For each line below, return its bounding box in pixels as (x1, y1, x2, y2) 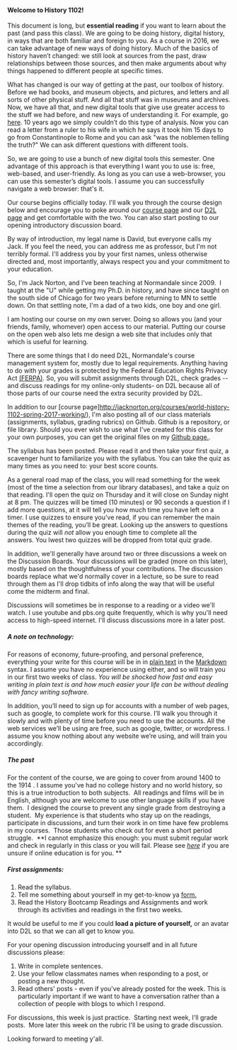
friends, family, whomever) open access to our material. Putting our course (7, 323, 226, 331)
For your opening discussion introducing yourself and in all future (7, 941, 198, 949)
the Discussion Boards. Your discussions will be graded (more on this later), (7, 557, 229, 565)
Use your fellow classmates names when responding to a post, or (17, 969, 209, 978)
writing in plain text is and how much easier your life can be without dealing (7, 680, 229, 689)
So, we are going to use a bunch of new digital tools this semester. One (7, 155, 215, 163)
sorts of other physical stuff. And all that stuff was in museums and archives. (7, 96, 231, 104)
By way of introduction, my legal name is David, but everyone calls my (7, 235, 212, 243)
